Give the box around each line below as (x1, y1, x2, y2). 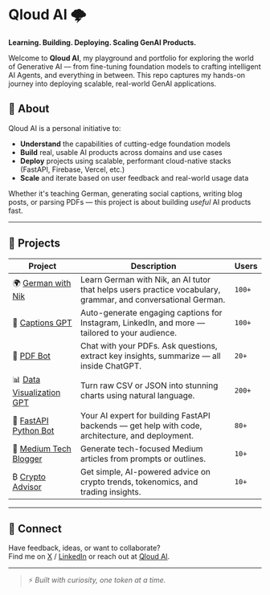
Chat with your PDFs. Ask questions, (80, 340, 218, 351)
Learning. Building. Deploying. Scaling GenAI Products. (8, 37, 197, 47)
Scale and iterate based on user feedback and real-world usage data (19, 173, 249, 182)
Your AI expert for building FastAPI (80, 410, 211, 421)
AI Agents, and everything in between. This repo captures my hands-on (8, 70, 246, 79)
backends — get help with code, (80, 420, 202, 431)
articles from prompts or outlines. (80, 453, 207, 464)
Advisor (12, 481, 42, 492)
